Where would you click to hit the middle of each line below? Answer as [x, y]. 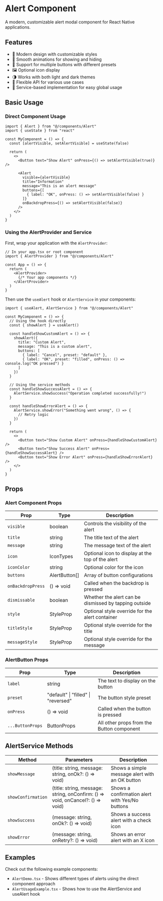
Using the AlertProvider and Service [49, 233]
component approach [34, 884]
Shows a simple [129, 768]
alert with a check [131, 820]
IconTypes [61, 557]
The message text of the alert [118, 545]
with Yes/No [125, 800]
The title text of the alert [112, 538]
